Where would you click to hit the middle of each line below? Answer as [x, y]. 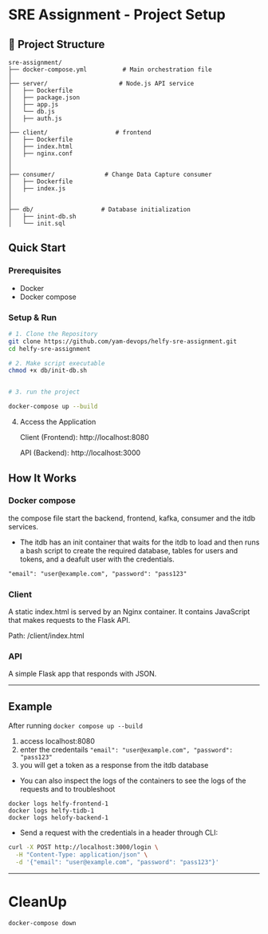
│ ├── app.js [33, 105]
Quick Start [37, 248]
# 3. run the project [44, 392]
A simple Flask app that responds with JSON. [83, 674]
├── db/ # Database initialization [100, 210]
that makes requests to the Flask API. [69, 620]
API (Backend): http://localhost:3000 [80, 453]
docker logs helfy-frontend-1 [59, 804]
